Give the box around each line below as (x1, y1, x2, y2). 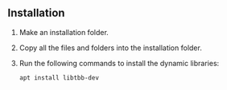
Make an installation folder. (19, 27, 109, 37)
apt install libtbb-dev (19, 73, 100, 82)
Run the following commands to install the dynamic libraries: (19, 58, 220, 68)
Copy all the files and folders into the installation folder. (19, 43, 202, 53)
